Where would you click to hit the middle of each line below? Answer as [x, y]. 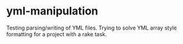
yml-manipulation [52, 11]
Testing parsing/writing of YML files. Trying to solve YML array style [92, 28]
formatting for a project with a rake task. [57, 34]
